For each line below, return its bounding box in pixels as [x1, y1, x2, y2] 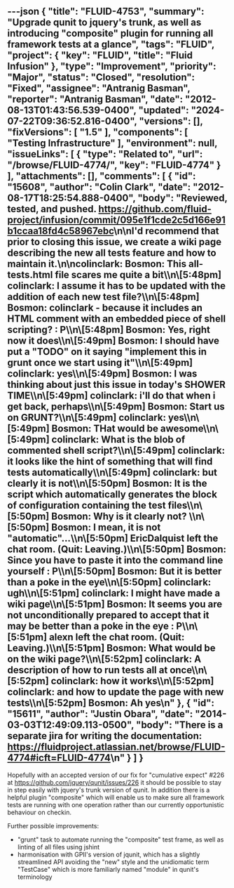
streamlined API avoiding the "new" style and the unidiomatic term [17, 857, 209, 866]
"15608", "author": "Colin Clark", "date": [7, 181, 191, 193]
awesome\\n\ [160, 423, 219, 435]
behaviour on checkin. [7, 808, 72, 816]
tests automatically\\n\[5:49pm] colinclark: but [7, 466, 217, 478]
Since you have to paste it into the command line [7, 554, 223, 566]
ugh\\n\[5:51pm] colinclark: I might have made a [7, 587, 221, 599]
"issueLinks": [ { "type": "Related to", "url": [7, 148, 203, 160]
